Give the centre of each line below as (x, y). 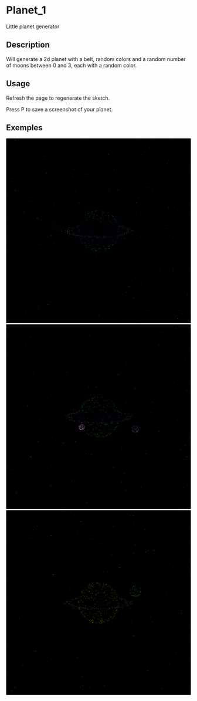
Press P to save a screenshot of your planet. (60, 109)
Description (28, 45)
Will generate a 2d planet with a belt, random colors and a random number (96, 59)
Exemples (24, 128)
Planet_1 (26, 10)
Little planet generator (33, 26)
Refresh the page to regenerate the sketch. (58, 98)
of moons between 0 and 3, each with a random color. (72, 65)
